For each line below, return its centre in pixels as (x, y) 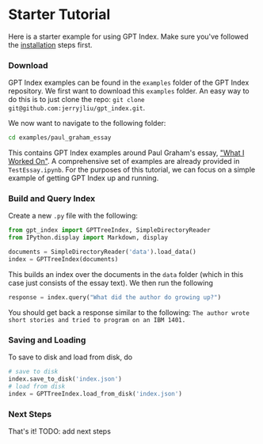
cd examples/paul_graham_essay (60, 138)
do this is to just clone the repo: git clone (76, 100)
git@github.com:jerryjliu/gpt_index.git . (77, 108)
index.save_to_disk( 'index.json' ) (65, 379)
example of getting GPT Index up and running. (84, 178)
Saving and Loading (47, 340)
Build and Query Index (52, 199)
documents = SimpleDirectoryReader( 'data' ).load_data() (102, 252)
